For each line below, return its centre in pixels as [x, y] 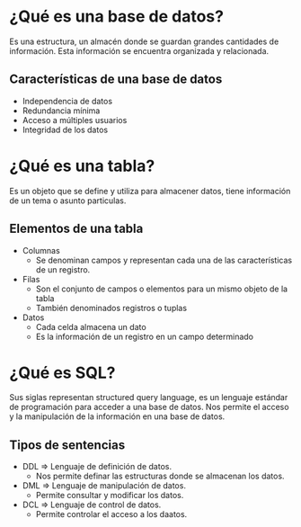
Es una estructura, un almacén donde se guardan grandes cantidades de [144, 41]
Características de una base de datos [116, 80]
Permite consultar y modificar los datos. [110, 496]
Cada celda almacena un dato [91, 326]
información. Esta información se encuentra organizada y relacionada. [139, 50]
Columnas [41, 250]
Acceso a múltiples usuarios [75, 120]
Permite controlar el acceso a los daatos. [111, 514]
